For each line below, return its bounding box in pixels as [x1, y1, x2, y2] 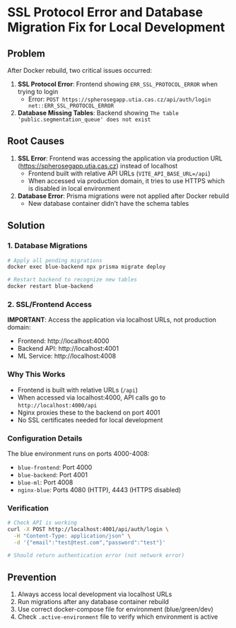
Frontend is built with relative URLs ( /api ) [17, 385, 138, 394]
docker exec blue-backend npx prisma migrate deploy [7, 263, 166, 271]
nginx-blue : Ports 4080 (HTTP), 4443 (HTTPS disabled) [17, 485, 182, 494]
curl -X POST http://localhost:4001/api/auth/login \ [7, 526, 170, 533]
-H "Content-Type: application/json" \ [13, 532, 131, 540]
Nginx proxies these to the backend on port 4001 [17, 408, 160, 417]
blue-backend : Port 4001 [17, 470, 88, 479]
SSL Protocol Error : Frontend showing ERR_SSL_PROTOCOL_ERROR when [17, 80, 218, 88]
